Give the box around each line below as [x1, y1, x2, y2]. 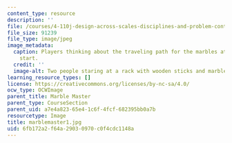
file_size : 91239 [7, 29, 57, 36]
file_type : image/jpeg [7, 36, 72, 43]
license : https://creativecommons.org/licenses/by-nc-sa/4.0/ [7, 80, 190, 87]
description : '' [7, 16, 54, 23]
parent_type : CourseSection [7, 100, 88, 107]
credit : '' [13, 61, 45, 68]
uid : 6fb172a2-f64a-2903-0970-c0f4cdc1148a [7, 125, 135, 132]
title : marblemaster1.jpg [7, 118, 81, 126]
